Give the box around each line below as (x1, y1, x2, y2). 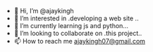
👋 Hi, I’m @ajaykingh (13, 7, 74, 15)
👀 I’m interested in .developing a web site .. (13, 14, 139, 22)
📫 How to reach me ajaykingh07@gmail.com (13, 37, 146, 45)
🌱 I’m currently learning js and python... (13, 22, 129, 30)
